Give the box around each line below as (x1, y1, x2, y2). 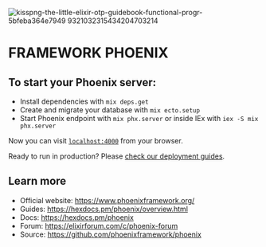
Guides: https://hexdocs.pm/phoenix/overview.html (19, 204, 189, 214)
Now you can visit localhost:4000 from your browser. (8, 136, 183, 145)
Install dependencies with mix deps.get (19, 96, 149, 106)
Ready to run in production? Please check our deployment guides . (8, 151, 225, 161)
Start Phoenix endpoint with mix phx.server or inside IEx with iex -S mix (19, 114, 259, 123)
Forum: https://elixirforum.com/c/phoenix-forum (19, 221, 178, 230)
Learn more (8, 174, 67, 188)
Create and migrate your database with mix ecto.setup (19, 105, 201, 115)
